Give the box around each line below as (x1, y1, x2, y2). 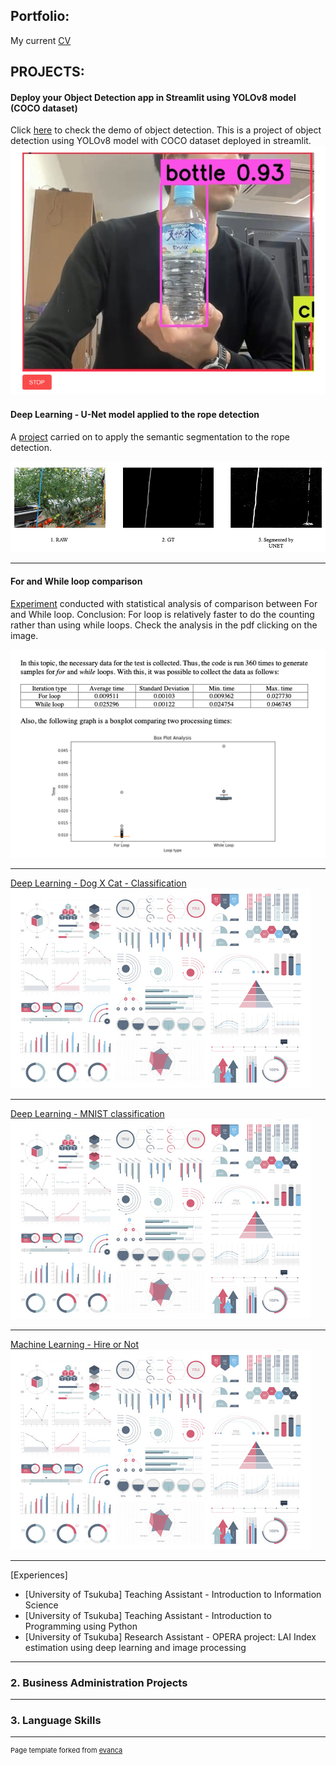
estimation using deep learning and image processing (24, 1641, 247, 1653)
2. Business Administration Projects (10, 1675, 188, 1689)
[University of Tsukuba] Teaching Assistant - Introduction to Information (24, 1588, 322, 1600)
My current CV (10, 34, 72, 46)
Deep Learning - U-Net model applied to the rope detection (10, 408, 260, 420)
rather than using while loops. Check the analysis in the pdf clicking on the (10, 619, 318, 631)
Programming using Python (24, 1620, 138, 1632)
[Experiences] (10, 1569, 68, 1581)
